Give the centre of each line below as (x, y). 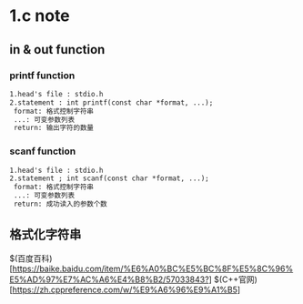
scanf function (43, 151)
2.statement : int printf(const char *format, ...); (111, 102)
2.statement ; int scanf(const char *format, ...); (109, 178)
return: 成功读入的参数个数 (60, 204)
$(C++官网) (235, 279)
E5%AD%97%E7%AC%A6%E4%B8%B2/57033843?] (111, 279)
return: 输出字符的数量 (53, 128)
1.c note (40, 16)
